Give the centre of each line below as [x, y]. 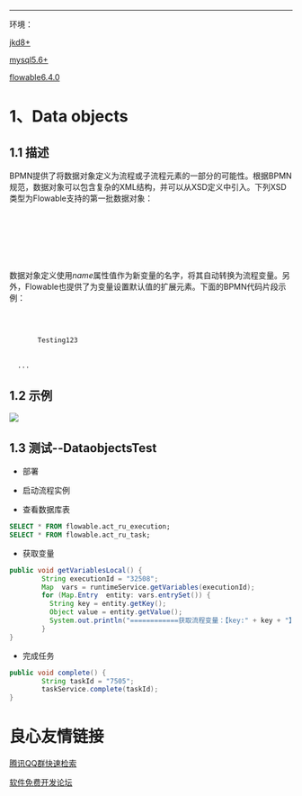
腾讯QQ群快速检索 [43, 764]
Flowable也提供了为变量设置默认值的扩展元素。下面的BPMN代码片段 [151, 287]
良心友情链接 [57, 737]
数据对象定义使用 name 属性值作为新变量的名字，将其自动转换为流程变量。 [146, 276]
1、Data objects [69, 117]
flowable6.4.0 [35, 77]
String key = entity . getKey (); [108, 604]
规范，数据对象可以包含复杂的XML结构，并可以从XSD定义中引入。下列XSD [148, 187]
